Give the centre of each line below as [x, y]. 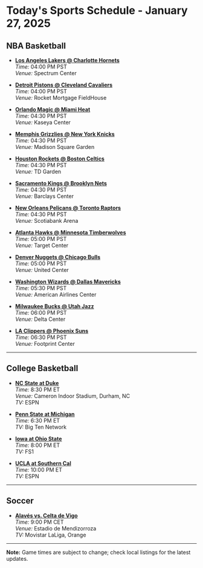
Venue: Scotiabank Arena [47, 221]
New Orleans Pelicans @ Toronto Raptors [68, 208]
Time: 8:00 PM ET [37, 445]
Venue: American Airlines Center [56, 295]
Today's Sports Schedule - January [97, 11]
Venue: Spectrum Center [46, 73]
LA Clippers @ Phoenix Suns [52, 331]
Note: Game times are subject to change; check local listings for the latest [98, 552]
